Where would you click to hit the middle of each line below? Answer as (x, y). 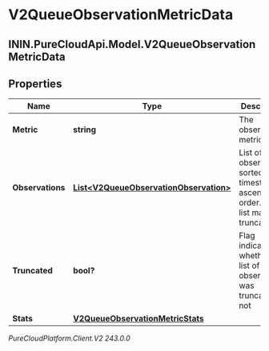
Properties (35, 84)
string (85, 130)
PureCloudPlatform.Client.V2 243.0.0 (69, 338)
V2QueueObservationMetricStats (139, 319)
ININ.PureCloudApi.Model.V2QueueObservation (132, 44)
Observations (39, 188)
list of (249, 265)
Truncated (33, 271)
